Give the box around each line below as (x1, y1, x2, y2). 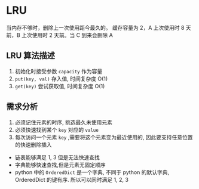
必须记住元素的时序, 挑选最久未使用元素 (14, 119, 112, 126)
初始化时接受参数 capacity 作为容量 (14, 67, 103, 75)
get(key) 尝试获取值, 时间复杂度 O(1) (14, 82, 105, 89)
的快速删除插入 (14, 141, 52, 148)
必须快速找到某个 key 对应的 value (14, 126, 99, 133)
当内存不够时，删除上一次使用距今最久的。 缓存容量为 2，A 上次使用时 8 (6, 24, 185, 31)
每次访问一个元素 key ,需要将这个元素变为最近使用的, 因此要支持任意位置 (14, 134, 193, 141)
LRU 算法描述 (6, 51, 56, 61)
